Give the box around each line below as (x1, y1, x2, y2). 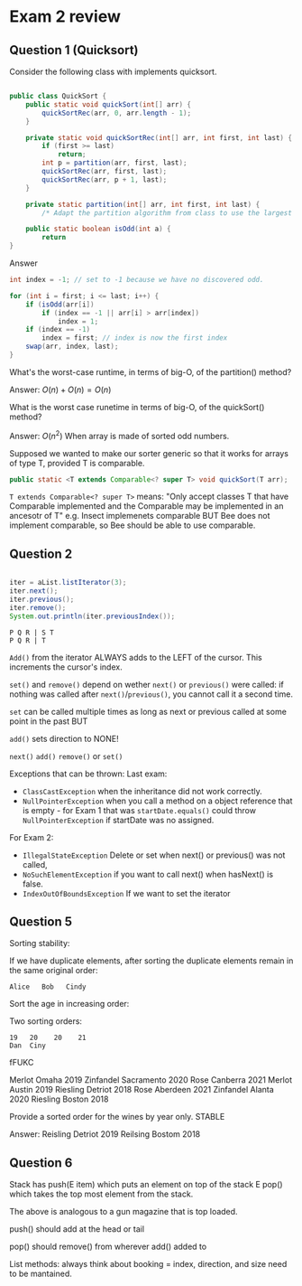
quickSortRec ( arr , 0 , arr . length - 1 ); (41, 108, 192, 117)
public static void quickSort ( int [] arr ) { (25, 99, 192, 109)
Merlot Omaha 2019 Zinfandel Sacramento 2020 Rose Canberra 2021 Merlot (9, 1075, 293, 1085)
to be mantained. (9, 1268, 72, 1280)
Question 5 (9, 914, 73, 929)
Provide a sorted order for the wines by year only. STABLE (9, 1112, 225, 1122)
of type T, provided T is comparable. (9, 457, 145, 468)
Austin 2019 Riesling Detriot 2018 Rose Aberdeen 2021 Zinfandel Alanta (9, 1084, 275, 1095)
